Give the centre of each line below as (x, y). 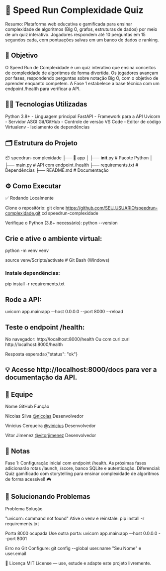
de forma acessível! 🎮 (28, 479)
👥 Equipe (19, 395)
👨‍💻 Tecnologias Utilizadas (46, 104)
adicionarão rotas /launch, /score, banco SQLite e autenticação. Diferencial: (83, 468)
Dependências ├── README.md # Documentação (57, 170)
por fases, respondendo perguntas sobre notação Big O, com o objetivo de (82, 78)
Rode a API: (23, 299)
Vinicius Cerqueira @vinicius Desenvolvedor (50, 426)
